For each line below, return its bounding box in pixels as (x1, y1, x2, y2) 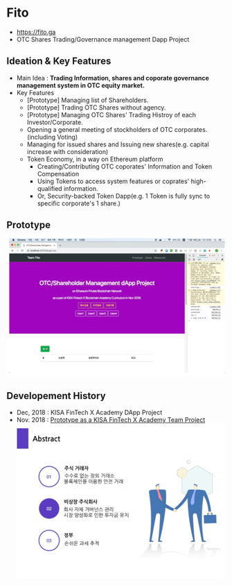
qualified (37, 184, 63, 192)
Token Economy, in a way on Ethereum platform (26, 155, 163, 163)
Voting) (57, 133, 78, 141)
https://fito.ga (16, 28, 56, 36)
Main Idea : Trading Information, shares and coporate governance (16, 74, 209, 82)
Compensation (37, 169, 80, 178)
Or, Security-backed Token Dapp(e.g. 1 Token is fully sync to (37, 192, 211, 200)
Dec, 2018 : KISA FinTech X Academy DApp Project (16, 408, 163, 417)
